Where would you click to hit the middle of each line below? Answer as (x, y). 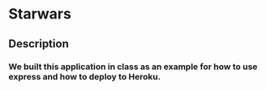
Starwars (40, 14)
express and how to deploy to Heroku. (85, 76)
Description (39, 44)
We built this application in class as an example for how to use (133, 67)
